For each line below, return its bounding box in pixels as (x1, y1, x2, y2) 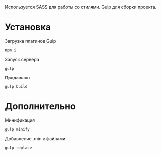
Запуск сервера (5, 56, 40, 62)
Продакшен (5, 75, 30, 80)
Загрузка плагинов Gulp (5, 38, 56, 44)
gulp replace (5, 145, 32, 150)
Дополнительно (5, 101, 76, 112)
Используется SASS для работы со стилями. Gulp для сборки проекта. (5, 4, 157, 10)
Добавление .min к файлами (5, 135, 66, 141)
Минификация (5, 117, 35, 123)
